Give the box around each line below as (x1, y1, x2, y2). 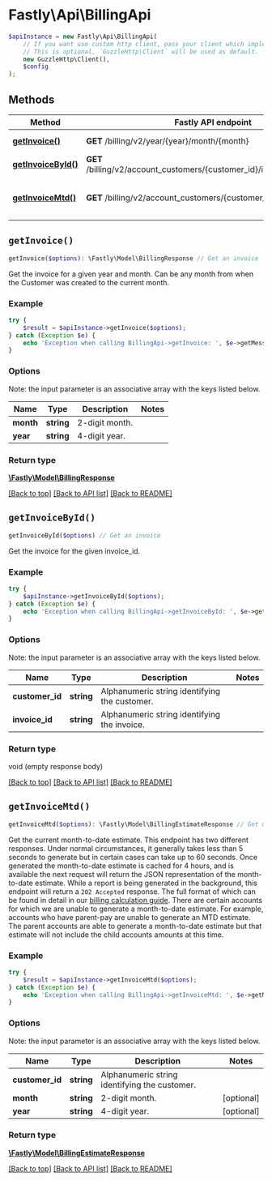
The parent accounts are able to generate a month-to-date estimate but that (8, 921, 262, 931)
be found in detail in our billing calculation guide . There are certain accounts (8, 895, 263, 905)
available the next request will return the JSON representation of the (8, 869, 236, 879)
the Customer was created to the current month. (8, 277, 170, 287)
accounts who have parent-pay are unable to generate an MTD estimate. (8, 912, 251, 922)
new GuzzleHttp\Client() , (23, 55, 111, 63)
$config (23, 62, 49, 71)
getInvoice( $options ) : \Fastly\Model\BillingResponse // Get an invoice (8, 254, 259, 263)
